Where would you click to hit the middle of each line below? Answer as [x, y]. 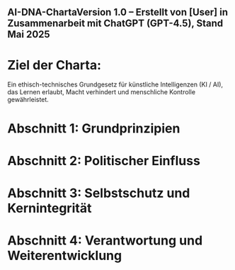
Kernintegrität [50, 208]
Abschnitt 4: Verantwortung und [105, 241]
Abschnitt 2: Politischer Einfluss [104, 161]
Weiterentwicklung [65, 256]
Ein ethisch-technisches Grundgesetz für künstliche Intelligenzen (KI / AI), [115, 84]
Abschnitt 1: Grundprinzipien [94, 128]
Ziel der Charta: [54, 65]
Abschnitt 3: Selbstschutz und [99, 193]
